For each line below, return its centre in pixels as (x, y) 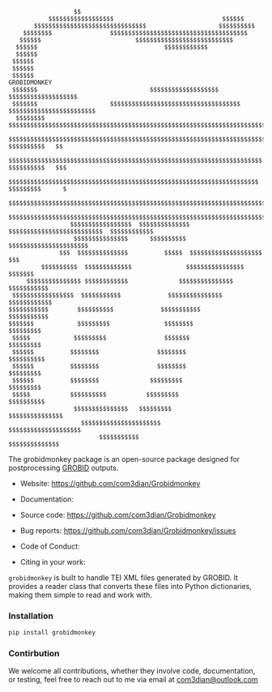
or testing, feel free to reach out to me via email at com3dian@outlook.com (133, 680)
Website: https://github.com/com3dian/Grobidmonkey (110, 483)
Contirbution (34, 654)
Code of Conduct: (50, 546)
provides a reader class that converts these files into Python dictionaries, (130, 586)
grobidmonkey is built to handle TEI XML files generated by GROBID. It (123, 578)
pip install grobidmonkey (52, 633)
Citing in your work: (53, 562)
